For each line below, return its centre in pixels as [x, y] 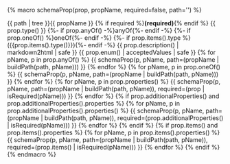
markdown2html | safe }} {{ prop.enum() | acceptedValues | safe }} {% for [112, 52]
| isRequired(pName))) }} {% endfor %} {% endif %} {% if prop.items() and [113, 125]
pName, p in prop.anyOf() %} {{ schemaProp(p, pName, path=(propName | [113, 60]
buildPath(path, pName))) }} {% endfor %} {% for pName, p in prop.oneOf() [114, 67]
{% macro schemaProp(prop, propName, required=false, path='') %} [105, 10]
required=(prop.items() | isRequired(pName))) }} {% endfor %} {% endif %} [114, 147]
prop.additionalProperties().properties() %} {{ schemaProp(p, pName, [106, 110]
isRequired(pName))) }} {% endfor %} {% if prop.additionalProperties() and [113, 96]
